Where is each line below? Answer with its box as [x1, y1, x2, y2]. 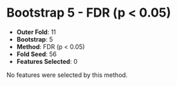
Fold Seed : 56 [16, 50, 57, 58]
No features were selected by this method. [6, 71, 128, 79]
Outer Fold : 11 [16, 28, 57, 36]
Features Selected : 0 [16, 57, 77, 65]
